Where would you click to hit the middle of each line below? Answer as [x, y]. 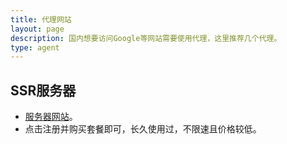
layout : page [37, 29]
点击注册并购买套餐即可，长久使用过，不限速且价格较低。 [143, 129]
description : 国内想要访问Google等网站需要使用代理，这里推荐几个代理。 [146, 38]
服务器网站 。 [51, 117]
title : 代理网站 [41, 19]
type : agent [35, 47]
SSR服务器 [43, 90]
